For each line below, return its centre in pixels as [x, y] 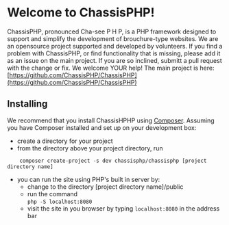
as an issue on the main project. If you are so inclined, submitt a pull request [114, 60]
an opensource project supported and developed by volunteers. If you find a [115, 46]
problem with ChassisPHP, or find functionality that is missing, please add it [114, 53]
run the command [52, 194]
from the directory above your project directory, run [90, 148]
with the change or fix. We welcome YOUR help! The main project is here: [111, 68]
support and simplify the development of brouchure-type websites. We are [113, 38]
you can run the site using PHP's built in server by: [88, 179]
